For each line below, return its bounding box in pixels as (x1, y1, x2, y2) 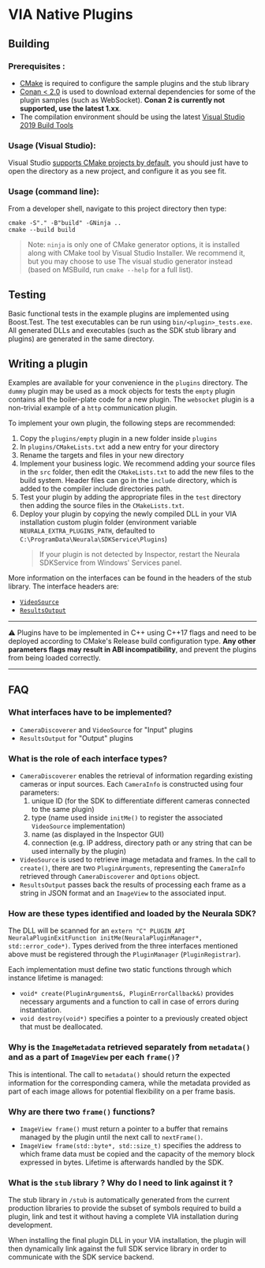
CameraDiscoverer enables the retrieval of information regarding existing (19, 771, 253, 780)
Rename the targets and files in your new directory (19, 451, 185, 460)
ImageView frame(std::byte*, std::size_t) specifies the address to (19, 1140, 242, 1150)
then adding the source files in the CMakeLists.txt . (19, 501, 185, 511)
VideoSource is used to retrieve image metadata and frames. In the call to (19, 855, 256, 865)
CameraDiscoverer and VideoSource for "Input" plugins (19, 724, 193, 735)
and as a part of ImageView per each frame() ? (8, 1052, 180, 1063)
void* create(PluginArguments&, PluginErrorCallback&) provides (19, 989, 234, 998)
